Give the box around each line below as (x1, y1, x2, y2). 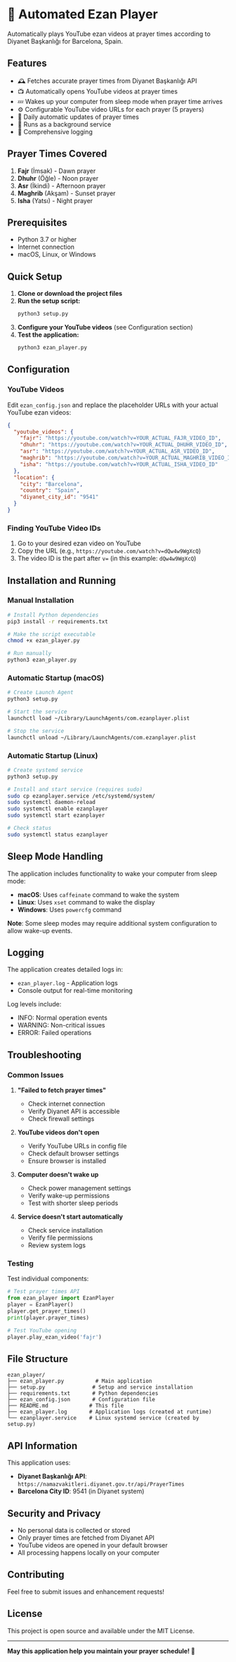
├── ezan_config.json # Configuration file (7, 1396, 156, 1403)
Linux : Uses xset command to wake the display (17, 897, 155, 906)
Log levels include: (7, 1000, 62, 1008)
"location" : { (13, 474, 55, 481)
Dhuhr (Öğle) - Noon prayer (17, 174, 99, 182)
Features (7, 58, 47, 70)
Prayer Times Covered (7, 148, 107, 160)
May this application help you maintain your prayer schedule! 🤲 (7, 1647, 195, 1655)
